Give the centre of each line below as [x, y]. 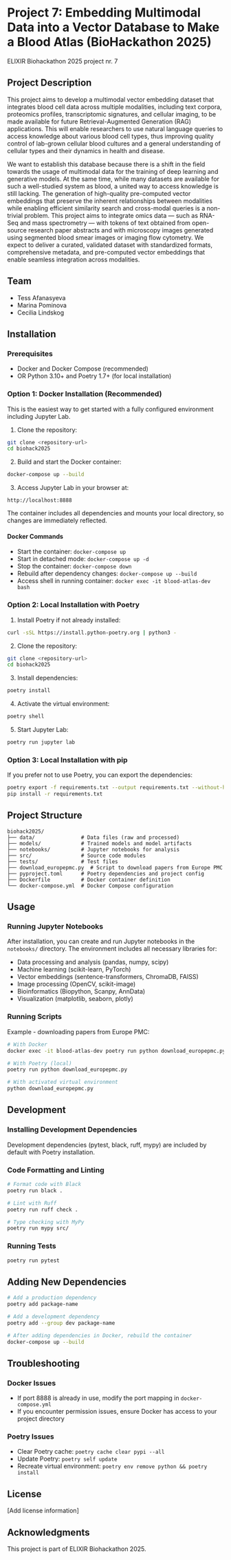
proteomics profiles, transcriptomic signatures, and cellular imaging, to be [112, 114]
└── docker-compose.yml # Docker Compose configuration [90, 886]
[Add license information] [43, 1511]
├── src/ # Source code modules [77, 856]
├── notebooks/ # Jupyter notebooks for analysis [93, 849]
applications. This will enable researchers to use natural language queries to [115, 128]
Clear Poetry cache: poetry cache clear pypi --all [91, 1452]
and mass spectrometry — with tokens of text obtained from [105, 223]
